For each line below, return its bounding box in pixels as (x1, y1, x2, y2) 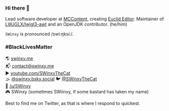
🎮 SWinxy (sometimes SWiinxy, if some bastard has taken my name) (5, 88, 149, 94)
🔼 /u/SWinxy (5, 83, 31, 89)
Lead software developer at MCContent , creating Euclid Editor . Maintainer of (5, 16, 164, 22)
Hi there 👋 (5, 5, 30, 12)
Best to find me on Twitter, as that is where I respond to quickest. (5, 100, 140, 106)
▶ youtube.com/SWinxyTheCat (5, 70, 71, 76)
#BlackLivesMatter (5, 44, 53, 51)
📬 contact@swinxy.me (5, 63, 54, 69)
